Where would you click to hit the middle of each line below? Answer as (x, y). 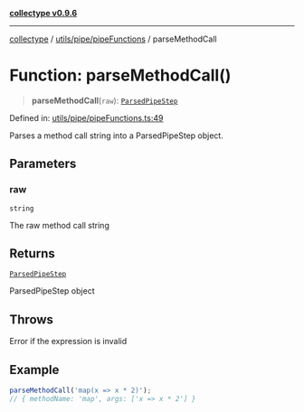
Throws (32, 319)
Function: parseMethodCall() (120, 75)
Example (34, 370)
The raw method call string (60, 225)
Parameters (43, 164)
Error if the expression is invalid (68, 342)
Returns (33, 253)
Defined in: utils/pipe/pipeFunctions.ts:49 (86, 117)
